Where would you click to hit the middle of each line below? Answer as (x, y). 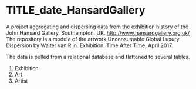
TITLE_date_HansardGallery (76, 10)
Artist (21, 81)
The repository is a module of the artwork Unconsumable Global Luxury (93, 39)
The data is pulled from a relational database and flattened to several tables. (98, 57)
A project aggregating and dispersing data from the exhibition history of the (97, 27)
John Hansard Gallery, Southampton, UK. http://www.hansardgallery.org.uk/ (98, 32)
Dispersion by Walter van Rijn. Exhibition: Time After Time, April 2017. (89, 45)
